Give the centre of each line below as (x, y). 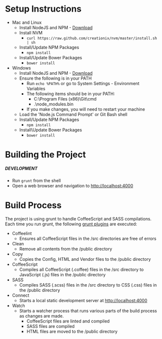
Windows (21, 68)
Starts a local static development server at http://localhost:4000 (83, 301)
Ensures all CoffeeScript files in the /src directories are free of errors (88, 238)
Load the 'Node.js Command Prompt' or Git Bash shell (73, 114)
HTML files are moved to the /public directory (72, 332)
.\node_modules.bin (54, 104)
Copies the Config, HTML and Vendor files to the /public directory (85, 259)
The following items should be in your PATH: (71, 94)
